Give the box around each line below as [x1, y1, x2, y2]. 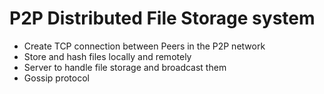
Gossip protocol [23, 72, 90, 84]
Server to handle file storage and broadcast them [23, 61, 227, 73]
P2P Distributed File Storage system [9, 7, 316, 30]
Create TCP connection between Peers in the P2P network [23, 40, 266, 52]
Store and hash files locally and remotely [23, 50, 192, 62]
